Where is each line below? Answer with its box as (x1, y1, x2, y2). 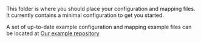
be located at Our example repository (6, 30, 100, 37)
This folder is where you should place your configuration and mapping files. (6, 5, 196, 12)
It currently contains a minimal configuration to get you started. (6, 12, 164, 19)
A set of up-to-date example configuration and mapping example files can (6, 24, 192, 30)
